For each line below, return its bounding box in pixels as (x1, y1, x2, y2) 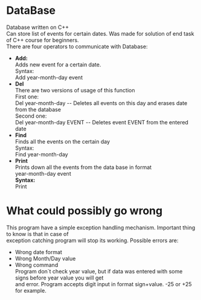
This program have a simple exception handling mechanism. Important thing (6, 224, 196, 231)
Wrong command (14, 261, 59, 269)
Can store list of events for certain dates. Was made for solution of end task (6, 30, 194, 37)
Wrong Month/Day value (14, 255, 76, 262)
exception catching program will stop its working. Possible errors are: (6, 237, 179, 244)
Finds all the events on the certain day (14, 138, 110, 145)
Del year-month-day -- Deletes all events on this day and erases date (14, 99, 188, 106)
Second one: (14, 112, 47, 120)
